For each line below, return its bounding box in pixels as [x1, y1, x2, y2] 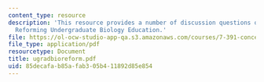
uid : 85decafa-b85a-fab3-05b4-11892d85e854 [8, 62, 153, 70]
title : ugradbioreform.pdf [8, 55, 97, 63]
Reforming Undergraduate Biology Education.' [15, 26, 167, 34]
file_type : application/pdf [8, 41, 101, 48]
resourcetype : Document [8, 48, 86, 55]
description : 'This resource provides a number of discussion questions [8, 19, 251, 27]
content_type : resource [8, 11, 86, 20]
